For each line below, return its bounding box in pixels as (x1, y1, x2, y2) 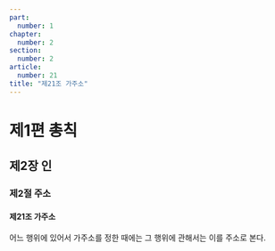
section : (9, 46, 42, 55)
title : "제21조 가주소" (9, 79, 88, 88)
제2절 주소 (9, 188, 52, 200)
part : (9, 12, 29, 22)
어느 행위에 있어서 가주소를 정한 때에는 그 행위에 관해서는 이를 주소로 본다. (9, 232, 266, 243)
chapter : (9, 29, 42, 38)
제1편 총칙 (9, 120, 78, 141)
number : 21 (17, 71, 58, 80)
